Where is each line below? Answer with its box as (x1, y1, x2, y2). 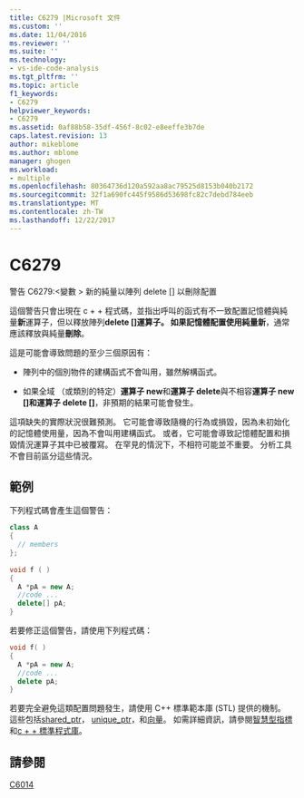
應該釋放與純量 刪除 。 (9, 327, 89, 338)
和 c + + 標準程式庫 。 (9, 725, 88, 736)
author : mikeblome (9, 140, 79, 149)
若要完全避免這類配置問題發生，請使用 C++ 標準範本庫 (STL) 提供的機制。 (9, 703, 286, 714)
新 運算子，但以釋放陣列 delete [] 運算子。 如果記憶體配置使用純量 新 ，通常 (17, 316, 290, 327)
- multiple (9, 173, 51, 182)
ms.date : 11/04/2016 (9, 30, 88, 39)
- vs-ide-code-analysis (9, 64, 100, 73)
